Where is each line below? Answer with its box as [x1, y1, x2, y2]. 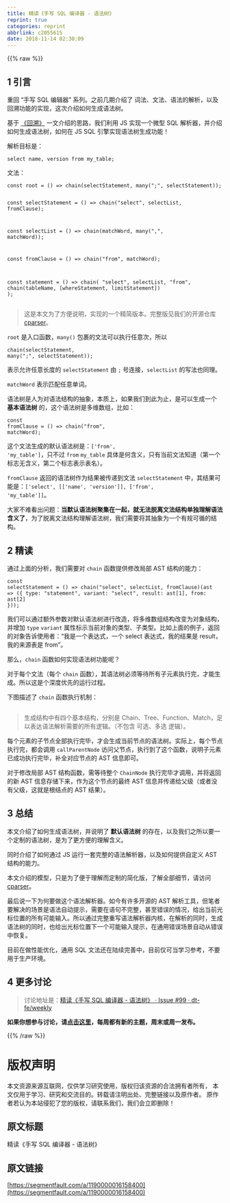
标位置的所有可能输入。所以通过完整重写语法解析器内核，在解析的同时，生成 [7, 914, 223, 922]
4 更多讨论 [7, 976, 52, 988]
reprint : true [7, 16, 48, 23]
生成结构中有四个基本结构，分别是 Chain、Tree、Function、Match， [23, 713, 217, 722]
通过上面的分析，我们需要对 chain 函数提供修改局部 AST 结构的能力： [7, 564, 203, 573]
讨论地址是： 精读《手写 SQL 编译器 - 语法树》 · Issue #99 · [23, 996, 190, 1004]
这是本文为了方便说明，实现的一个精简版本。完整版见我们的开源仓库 [23, 310, 216, 318]
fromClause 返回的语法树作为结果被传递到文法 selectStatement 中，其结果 [7, 474, 215, 482]
